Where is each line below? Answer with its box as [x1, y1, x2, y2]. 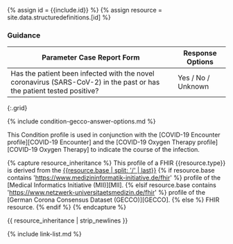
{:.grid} [7, 104, 28, 112]
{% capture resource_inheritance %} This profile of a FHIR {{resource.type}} [7, 159, 226, 167]
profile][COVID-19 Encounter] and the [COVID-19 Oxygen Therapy [7, 138, 196, 146]
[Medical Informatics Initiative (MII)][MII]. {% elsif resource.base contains [7, 181, 216, 189]
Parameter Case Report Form [41, 53, 140, 62]
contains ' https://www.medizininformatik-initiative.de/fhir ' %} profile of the [7, 173, 221, 182]
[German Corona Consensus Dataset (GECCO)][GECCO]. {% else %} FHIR [7, 195, 220, 204]
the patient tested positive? [10, 86, 99, 96]
